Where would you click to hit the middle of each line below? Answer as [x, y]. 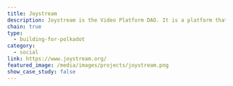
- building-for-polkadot [49, 40]
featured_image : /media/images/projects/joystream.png [88, 65]
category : [21, 46]
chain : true [24, 26]
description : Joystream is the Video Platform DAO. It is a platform [110, 20]
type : [15, 33]
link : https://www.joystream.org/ [57, 59]
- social [26, 53]
